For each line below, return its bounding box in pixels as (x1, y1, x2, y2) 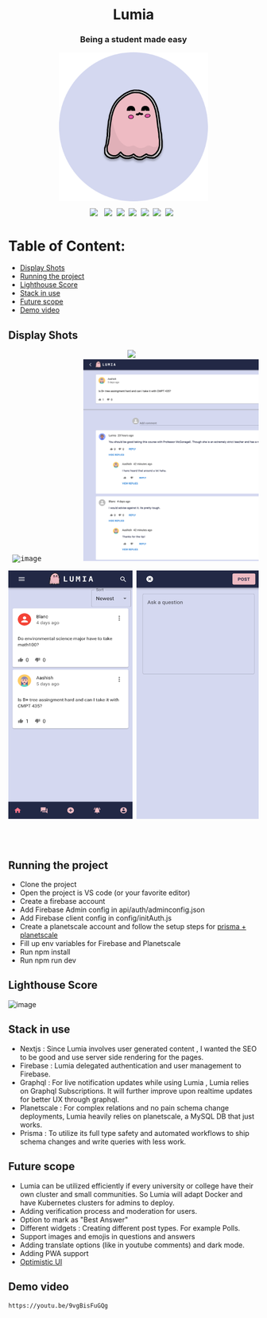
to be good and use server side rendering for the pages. (19, 1052, 204, 1062)
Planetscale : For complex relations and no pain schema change (19, 1103, 229, 1112)
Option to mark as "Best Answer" (19, 1215, 129, 1224)
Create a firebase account (19, 897, 106, 906)
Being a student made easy (79, 34, 188, 45)
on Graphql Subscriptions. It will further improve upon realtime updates (19, 1086, 253, 1095)
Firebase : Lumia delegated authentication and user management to (19, 1060, 242, 1070)
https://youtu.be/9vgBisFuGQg (8, 1302, 109, 1310)
